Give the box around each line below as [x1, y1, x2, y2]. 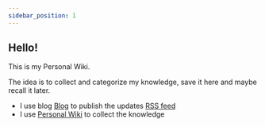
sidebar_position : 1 [8, 11, 77, 20]
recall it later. [8, 86, 51, 95]
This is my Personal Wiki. [8, 62, 90, 71]
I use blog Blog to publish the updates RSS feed [19, 101, 176, 111]
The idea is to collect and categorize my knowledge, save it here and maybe [8, 77, 258, 87]
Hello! [8, 41, 38, 55]
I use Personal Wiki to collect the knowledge [19, 110, 165, 119]
